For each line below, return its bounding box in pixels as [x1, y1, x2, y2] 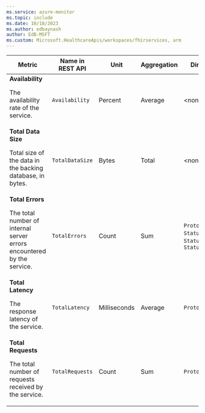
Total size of [9, 149, 45, 157]
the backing [9, 164, 44, 172]
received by [9, 382, 44, 391]
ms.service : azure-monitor [6, 9, 75, 15]
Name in [60, 57, 85, 65]
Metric [18, 60, 38, 69]
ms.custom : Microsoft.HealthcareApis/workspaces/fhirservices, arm [6, 37, 182, 43]
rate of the [9, 104, 40, 112]
